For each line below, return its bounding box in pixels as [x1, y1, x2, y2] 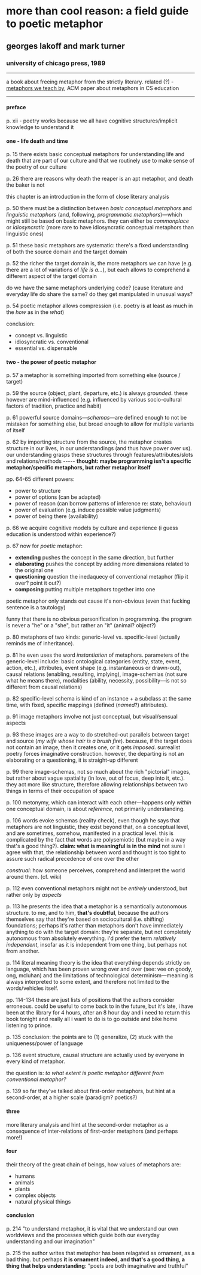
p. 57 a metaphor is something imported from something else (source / [6, 372, 181, 379]
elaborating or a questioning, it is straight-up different [6, 756, 139, 764]
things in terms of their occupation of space [6, 788, 115, 795]
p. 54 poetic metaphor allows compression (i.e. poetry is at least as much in [6, 302, 193, 310]
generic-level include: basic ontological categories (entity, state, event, [6, 658, 181, 665]
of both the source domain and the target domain [6, 248, 127, 256]
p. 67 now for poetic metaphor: [6, 542, 83, 550]
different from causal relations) [6, 683, 83, 691]
